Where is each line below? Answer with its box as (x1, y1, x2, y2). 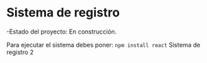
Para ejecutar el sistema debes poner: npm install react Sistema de (6, 40, 201, 49)
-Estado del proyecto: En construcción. (6, 27, 117, 36)
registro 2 (6, 48, 34, 56)
